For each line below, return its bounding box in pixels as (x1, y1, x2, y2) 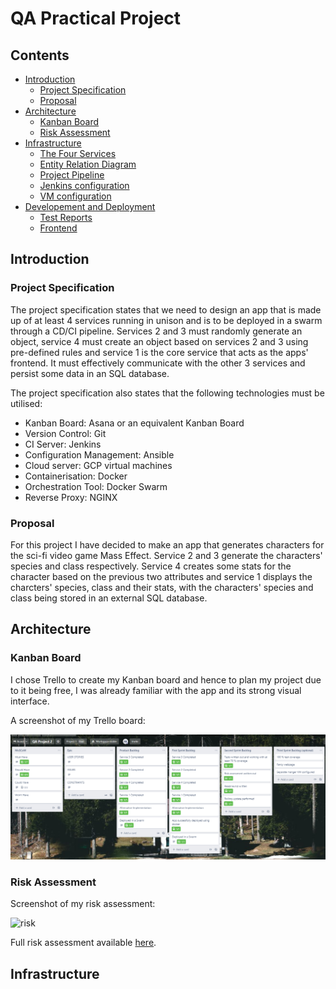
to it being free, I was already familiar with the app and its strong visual (10, 684, 302, 696)
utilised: (10, 397, 43, 409)
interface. (10, 695, 50, 707)
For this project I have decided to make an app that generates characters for (10, 538, 325, 551)
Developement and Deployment (24, 201, 156, 212)
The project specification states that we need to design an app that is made (10, 303, 322, 316)
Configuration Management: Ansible (24, 448, 175, 461)
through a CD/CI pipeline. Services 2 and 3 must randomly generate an (10, 325, 303, 337)
